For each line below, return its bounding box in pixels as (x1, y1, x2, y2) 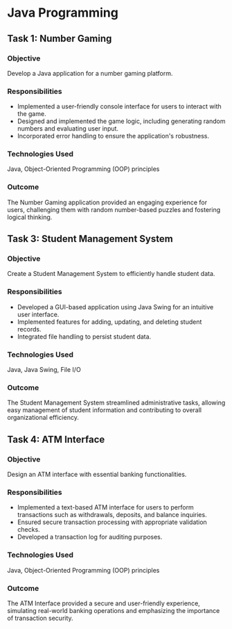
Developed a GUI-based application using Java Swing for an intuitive (17, 302, 214, 311)
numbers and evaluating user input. (17, 124, 119, 133)
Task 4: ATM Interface (7, 433, 105, 446)
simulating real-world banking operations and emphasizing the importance (7, 606, 220, 614)
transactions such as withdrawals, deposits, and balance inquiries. (17, 511, 207, 519)
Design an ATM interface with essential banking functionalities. (7, 471, 187, 479)
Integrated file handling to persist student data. (17, 332, 152, 341)
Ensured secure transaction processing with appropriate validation (17, 518, 208, 526)
